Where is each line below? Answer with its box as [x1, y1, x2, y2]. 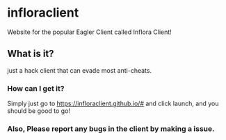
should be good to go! [7, 107, 71, 115]
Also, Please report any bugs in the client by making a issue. [7, 123, 215, 133]
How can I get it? [7, 83, 65, 93]
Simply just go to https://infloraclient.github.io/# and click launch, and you [7, 99, 219, 108]
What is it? [7, 48, 54, 60]
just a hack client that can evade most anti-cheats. [7, 66, 152, 74]
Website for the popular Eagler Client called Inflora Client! [7, 28, 172, 36]
